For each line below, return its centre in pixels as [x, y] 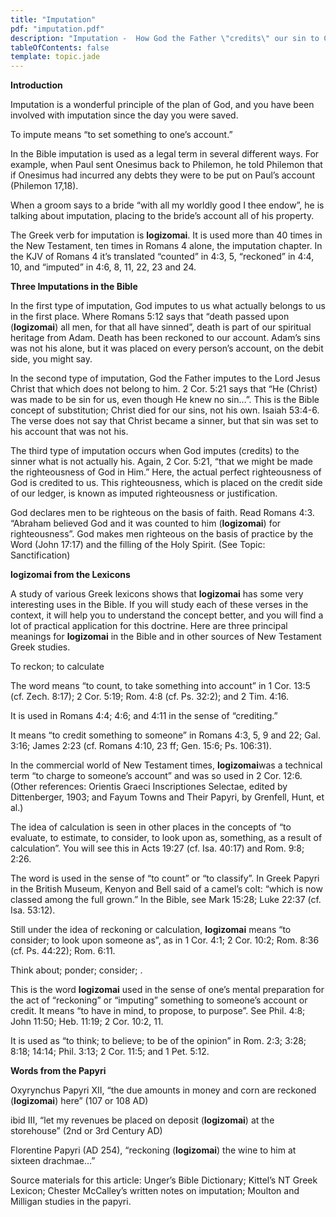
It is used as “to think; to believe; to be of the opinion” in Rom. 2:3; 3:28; [158, 1041]
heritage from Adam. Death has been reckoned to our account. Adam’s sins [165, 338]
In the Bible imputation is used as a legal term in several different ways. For [165, 154]
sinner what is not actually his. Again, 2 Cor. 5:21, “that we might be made [161, 462]
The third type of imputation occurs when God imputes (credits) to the [155, 451]
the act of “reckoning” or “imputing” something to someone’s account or [159, 1000]
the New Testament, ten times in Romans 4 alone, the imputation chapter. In [166, 246]
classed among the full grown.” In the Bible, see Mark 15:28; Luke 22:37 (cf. [166, 900]
